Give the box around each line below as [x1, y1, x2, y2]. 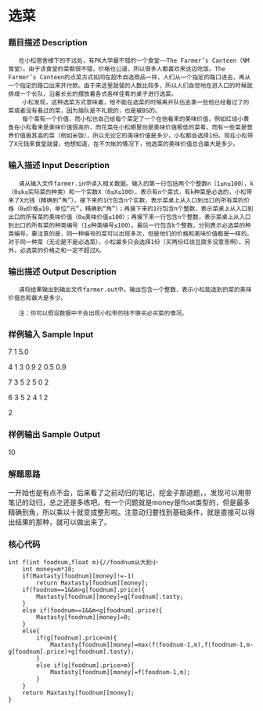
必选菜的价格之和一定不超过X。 [19, 246, 106, 254]
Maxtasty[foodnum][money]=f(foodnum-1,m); [49, 669, 191, 676]
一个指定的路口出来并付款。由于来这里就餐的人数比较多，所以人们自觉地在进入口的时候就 [8, 82, 253, 90]
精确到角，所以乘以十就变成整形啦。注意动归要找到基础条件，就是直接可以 [8, 507, 248, 516]
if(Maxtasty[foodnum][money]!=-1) [22, 572, 135, 581]
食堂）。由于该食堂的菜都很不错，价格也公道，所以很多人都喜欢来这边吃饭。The [8, 65, 225, 73]
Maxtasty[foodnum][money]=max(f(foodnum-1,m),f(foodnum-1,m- [49, 641, 254, 649]
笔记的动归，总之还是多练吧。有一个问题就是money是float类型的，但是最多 [8, 498, 250, 507]
